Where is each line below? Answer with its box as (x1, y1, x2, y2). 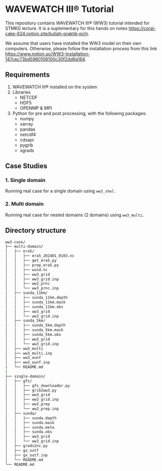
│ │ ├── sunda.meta (5, 425, 55, 430)
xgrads (19, 147, 34, 153)
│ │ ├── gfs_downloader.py (5, 383, 70, 388)
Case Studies (5, 162, 47, 170)
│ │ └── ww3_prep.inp (5, 406, 59, 412)
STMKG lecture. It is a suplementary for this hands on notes (5, 25, 128, 31)
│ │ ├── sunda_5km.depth (5, 323, 66, 328)
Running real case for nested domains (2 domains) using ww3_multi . (5, 212, 144, 218)
